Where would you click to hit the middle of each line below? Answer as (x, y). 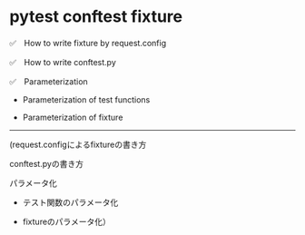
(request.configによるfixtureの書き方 (78, 144)
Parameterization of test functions (86, 99)
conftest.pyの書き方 (47, 163)
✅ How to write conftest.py (63, 62)
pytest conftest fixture (96, 17)
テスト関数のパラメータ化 (70, 202)
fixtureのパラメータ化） (66, 221)
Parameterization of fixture (73, 117)
